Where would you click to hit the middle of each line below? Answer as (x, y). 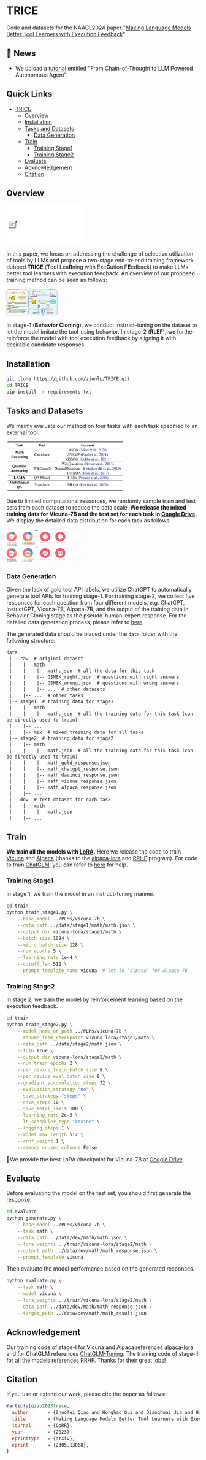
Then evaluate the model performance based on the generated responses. (101, 1269)
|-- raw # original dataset (46, 659)
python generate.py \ (34, 1218)
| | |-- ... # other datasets (57, 690)
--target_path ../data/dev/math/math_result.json (82, 1313)
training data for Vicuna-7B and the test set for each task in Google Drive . (102, 514)
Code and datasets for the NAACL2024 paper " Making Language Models (99, 28)
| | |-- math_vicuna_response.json (63, 782)
